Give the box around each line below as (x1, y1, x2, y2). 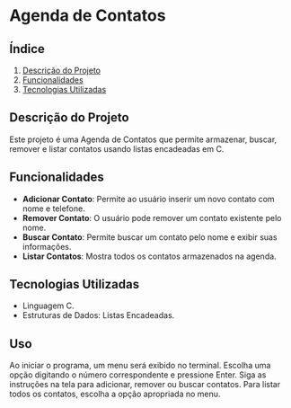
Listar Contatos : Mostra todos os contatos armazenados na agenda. (22, 251, 277, 262)
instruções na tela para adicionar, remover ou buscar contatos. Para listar (9, 379, 281, 390)
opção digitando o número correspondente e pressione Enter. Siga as (9, 369, 267, 380)
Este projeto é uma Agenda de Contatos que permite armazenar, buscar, (9, 134, 278, 145)
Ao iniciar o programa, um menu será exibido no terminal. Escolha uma (9, 360, 271, 371)
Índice (9, 41, 45, 57)
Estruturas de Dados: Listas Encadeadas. (22, 310, 175, 321)
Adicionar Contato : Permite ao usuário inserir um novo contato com (22, 193, 276, 204)
